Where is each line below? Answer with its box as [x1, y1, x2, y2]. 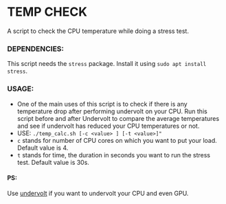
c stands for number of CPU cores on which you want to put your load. [16, 136, 218, 144]
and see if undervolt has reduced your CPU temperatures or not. [16, 122, 200, 130]
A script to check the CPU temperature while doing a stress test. [7, 27, 189, 35]
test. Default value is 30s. [16, 158, 89, 166]
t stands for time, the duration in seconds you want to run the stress [16, 150, 211, 159]
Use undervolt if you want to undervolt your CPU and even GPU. [7, 189, 189, 197]
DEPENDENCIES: [7, 44, 64, 54]
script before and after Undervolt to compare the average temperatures [16, 114, 220, 122]
